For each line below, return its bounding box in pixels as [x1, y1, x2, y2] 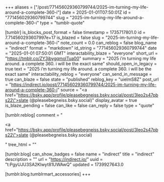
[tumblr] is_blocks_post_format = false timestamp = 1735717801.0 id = [5, 30, 146, 35]
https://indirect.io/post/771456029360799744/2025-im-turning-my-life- [11, 82, 157, 88]
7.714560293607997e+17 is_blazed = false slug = [5, 34, 105, 40]
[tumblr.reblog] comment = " [5, 112, 63, 118]
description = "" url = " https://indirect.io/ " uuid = [5, 156, 103, 162]
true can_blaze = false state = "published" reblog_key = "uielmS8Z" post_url [5, 76, 159, 82]
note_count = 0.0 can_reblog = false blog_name [60, 40, 157, 46]
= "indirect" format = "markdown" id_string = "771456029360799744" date [5, 45, 157, 51]
